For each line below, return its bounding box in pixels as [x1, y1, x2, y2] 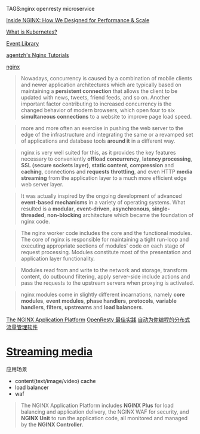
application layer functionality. [20, 255, 96, 262]
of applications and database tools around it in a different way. [20, 137, 176, 144]
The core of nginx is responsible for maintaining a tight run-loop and [20, 236, 189, 243]
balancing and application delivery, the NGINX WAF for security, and [20, 408, 189, 415]
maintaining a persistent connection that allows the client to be [20, 88, 178, 95]
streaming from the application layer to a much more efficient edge [20, 174, 187, 182]
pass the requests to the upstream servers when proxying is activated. [20, 279, 195, 287]
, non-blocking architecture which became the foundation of [44, 212, 194, 218]
